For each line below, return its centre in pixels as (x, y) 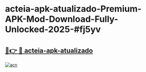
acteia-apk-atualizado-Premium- (73, 9)
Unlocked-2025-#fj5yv (53, 29)
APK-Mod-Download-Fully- (62, 19)
